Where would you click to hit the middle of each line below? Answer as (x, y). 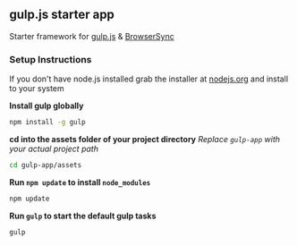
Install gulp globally (47, 106)
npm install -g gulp (48, 123)
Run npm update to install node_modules (80, 182)
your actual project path (54, 148)
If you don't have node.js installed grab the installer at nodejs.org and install (149, 79)
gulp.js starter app (62, 15)
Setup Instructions (51, 59)
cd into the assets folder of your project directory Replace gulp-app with (144, 139)
